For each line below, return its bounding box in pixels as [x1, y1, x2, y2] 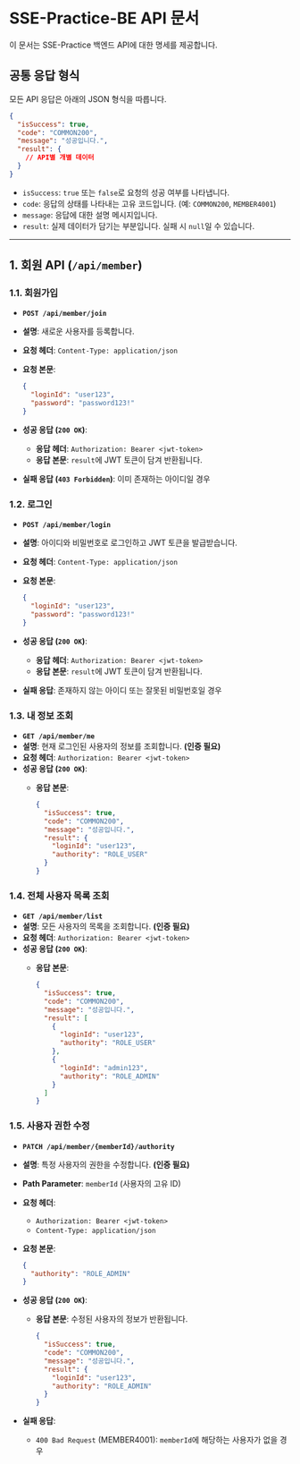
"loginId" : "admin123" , [59, 1063, 149, 1072]
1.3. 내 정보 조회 [9, 709, 74, 721]
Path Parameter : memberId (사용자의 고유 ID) [21, 1178, 181, 1188]
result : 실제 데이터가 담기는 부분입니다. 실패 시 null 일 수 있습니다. [21, 220, 255, 231]
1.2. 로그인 [9, 498, 53, 510]
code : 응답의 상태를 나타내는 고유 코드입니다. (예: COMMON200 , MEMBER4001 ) [21, 198, 277, 209]
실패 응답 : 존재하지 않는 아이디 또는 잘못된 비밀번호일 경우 [21, 685, 222, 695]
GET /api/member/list [21, 912, 103, 922]
